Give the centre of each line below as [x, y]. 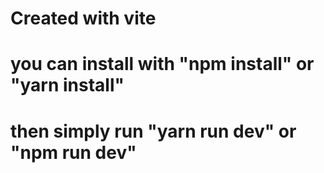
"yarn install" [67, 85]
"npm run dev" [73, 152]
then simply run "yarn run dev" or [153, 131]
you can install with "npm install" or [162, 64]
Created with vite [83, 18]
